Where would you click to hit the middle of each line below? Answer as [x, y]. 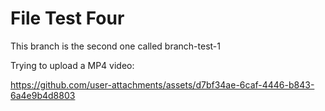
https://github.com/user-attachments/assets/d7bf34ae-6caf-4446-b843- [162, 84]
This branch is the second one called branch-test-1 [115, 46]
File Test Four [67, 18]
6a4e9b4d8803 [43, 95]
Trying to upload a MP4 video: [72, 65]
